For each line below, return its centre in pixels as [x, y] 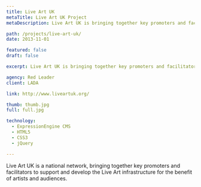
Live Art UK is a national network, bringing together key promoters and [93, 165]
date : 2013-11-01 [28, 40]
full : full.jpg [25, 110]
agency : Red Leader [31, 77]
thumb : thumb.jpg [28, 105]
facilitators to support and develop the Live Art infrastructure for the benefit [99, 172]
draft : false [22, 56]
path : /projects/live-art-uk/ [44, 34]
